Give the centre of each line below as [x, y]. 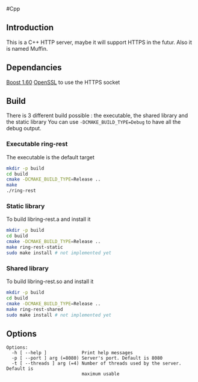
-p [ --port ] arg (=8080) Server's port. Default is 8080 [87, 358]
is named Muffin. [27, 48]
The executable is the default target [51, 157]
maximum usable [101, 374]
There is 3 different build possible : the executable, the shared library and [97, 116]
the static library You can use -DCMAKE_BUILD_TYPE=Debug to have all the [94, 122]
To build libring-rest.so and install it [50, 282]
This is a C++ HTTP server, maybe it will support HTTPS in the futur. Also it [99, 42]
